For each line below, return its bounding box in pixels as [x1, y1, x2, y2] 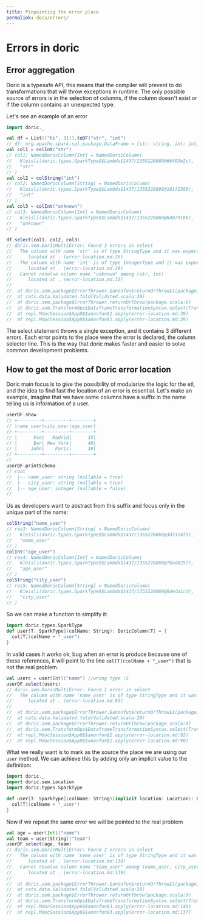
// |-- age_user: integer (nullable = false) [6, 485, 126, 491]
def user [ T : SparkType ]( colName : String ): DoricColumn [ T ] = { [6, 628, 167, 635]
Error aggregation [6, 65, 75, 76]
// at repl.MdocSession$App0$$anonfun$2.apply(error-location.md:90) [6, 738, 189, 744]
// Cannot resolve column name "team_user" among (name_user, [6, 864, 172, 870]
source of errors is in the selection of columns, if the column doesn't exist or [6, 94, 197, 101]
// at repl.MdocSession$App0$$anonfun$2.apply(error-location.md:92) [6, 732, 189, 738]
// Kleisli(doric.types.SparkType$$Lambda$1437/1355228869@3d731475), [6, 532, 194, 538]
